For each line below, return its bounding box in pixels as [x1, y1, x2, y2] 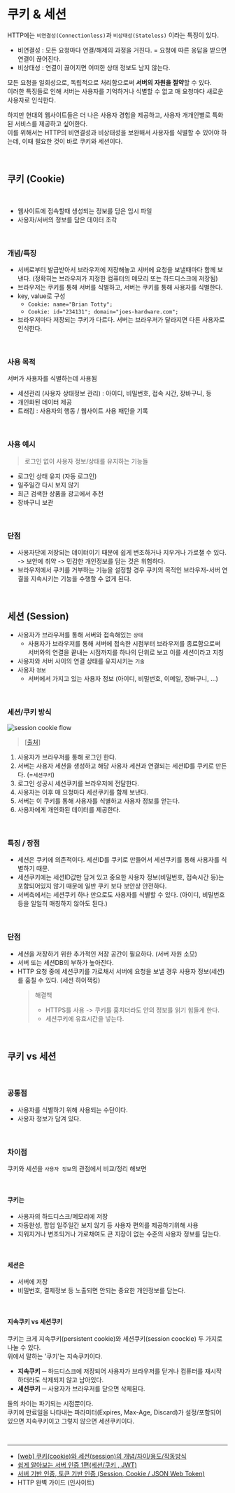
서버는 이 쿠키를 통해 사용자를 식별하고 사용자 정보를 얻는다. [17, 797, 180, 805]
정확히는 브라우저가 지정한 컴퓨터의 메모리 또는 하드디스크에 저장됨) [34, 274, 218, 283]
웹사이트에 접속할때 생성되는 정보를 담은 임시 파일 [17, 206, 152, 215]
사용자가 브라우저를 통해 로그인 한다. [17, 753, 117, 762]
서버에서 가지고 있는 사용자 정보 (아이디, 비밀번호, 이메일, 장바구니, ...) [27, 674, 219, 682]
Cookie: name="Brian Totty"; [27, 301, 113, 309]
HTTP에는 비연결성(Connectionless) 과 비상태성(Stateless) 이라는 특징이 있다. [7, 31, 219, 39]
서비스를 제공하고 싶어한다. [14, 119, 88, 128]
